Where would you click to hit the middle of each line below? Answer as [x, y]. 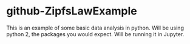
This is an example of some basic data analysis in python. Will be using [95, 28]
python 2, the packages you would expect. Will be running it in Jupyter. [95, 34]
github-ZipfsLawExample [72, 11]
